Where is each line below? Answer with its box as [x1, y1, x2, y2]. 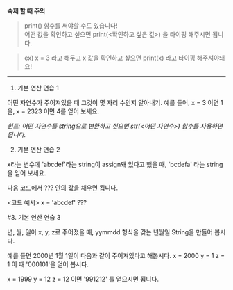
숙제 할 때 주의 [7, 7, 46, 15]
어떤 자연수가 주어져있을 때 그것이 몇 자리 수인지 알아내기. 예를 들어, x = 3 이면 [7, 99, 220, 106]
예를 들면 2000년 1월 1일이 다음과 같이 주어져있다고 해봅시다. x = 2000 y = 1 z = [7, 252, 225, 259]
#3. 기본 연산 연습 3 [7, 214, 61, 221]
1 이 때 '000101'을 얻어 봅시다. [7, 260, 89, 268]
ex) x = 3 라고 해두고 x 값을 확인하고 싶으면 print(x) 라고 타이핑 [24, 54, 196, 62]
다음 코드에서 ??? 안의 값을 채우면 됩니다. [7, 184, 119, 192]
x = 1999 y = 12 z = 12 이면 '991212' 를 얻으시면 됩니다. [7, 275, 159, 283]
